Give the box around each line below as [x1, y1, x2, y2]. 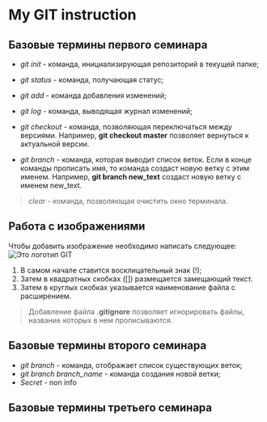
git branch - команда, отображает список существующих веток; [19, 360, 243, 369]
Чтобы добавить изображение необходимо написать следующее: [8, 241, 237, 251]
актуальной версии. [19, 139, 90, 149]
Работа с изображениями [8, 220, 146, 234]
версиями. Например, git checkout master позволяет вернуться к [19, 131, 249, 140]
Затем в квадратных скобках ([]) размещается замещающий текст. [19, 273, 253, 284]
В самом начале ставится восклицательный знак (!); [19, 265, 202, 275]
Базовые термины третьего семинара [8, 401, 213, 415]
